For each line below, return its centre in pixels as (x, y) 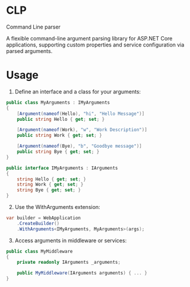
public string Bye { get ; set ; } (58, 152)
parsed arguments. (29, 51)
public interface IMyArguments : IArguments (62, 168)
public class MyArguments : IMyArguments (58, 102)
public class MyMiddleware (39, 251)
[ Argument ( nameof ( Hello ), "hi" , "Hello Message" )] (81, 114)
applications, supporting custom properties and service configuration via (95, 45)
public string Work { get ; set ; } (59, 135)
